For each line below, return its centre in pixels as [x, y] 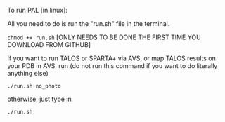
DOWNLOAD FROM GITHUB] [49, 45]
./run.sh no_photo [34, 86]
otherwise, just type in [39, 99]
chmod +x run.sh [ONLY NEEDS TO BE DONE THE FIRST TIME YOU [104, 37]
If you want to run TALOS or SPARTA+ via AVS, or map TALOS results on [111, 58]
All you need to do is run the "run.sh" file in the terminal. [89, 23]
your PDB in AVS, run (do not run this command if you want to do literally [112, 66]
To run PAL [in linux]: [38, 10]
